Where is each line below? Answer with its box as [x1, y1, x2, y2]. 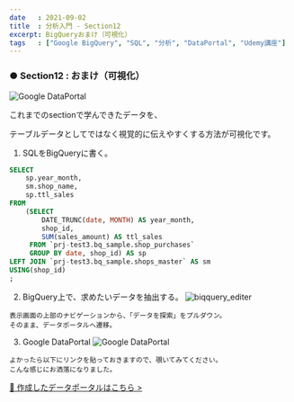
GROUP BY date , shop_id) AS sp [29, 249, 147, 258]
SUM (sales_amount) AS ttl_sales [41, 232, 164, 241]
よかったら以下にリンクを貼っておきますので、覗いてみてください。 [9, 355, 223, 364]
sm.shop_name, [25, 182, 78, 192]
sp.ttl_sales [25, 191, 75, 200]
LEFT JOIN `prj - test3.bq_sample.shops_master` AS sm [9, 257, 211, 266]
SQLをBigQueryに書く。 [22, 147, 113, 158]
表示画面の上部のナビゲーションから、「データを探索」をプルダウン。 [9, 311, 227, 320]
